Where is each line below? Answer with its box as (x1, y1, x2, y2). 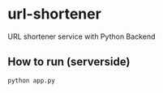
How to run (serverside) (7, 55, 131, 69)
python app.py (7, 76, 56, 85)
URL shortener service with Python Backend (7, 32, 156, 41)
